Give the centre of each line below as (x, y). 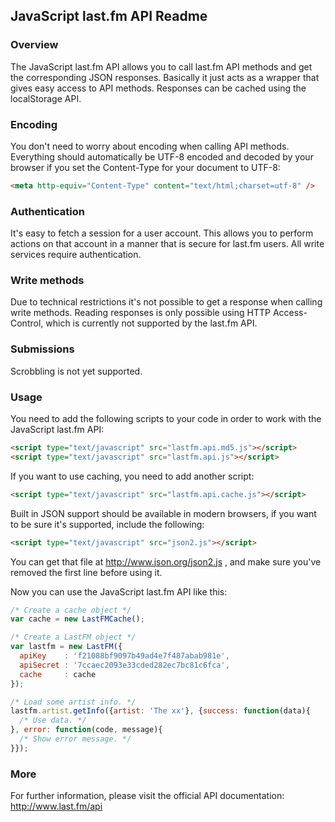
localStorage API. (46, 98)
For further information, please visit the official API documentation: (147, 796)
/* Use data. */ (53, 720)
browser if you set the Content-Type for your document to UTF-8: (145, 167)
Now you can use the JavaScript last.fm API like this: (119, 591)
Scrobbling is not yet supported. (76, 371)
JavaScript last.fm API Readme (109, 16)
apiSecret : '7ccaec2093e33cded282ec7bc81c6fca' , (124, 665)
